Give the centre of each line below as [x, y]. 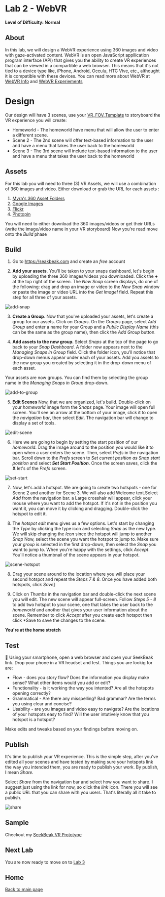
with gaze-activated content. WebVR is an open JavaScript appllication [77, 55]
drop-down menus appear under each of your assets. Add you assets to [85, 358]
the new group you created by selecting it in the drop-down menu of [82, 363]
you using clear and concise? [42, 704]
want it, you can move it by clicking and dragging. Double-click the [80, 509]
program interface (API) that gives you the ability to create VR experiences [81, 60]
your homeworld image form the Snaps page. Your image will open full [84, 407]
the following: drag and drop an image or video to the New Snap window [86, 287]
